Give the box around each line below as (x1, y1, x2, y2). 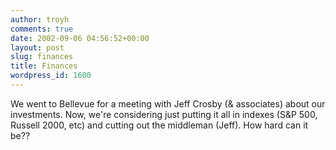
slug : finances (10, 52, 74, 62)
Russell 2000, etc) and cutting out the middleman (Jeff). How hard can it (10, 119, 309, 131)
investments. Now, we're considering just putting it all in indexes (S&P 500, (10, 108, 318, 120)
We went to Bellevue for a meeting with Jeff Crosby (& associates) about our (10, 97, 326, 110)
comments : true (10, 24, 74, 34)
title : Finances (10, 61, 78, 71)
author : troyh (10, 14, 70, 25)
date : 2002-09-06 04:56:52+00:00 (10, 33, 150, 43)
